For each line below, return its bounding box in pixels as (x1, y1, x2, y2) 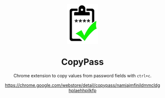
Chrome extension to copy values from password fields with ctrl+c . (13, 72, 152, 78)
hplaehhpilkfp (68, 87, 97, 93)
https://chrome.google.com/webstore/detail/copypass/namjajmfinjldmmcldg (5, 82, 160, 88)
